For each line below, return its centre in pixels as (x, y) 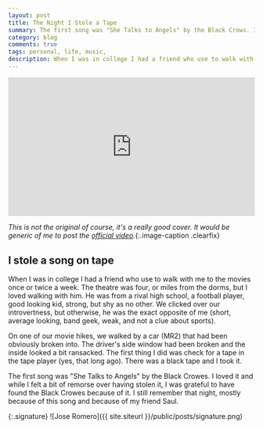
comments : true (33, 45)
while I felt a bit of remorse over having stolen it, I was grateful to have (121, 384)
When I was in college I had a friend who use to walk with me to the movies (130, 279)
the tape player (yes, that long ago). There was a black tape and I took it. (125, 361)
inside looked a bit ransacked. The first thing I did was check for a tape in (126, 353)
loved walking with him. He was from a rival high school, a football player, (126, 296)
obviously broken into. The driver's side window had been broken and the (127, 344)
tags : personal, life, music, (58, 52)
